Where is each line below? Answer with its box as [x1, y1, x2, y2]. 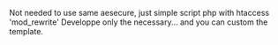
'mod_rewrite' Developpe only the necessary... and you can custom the [9, 17, 268, 27]
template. [9, 26, 44, 36]
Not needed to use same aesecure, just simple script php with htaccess [9, 8, 270, 18]
